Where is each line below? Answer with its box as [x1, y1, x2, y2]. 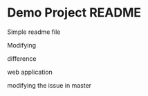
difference [7, 54, 37, 63]
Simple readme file [7, 28, 61, 36]
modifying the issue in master [7, 81, 92, 89]
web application [7, 68, 53, 76]
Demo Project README [7, 5, 142, 21]
